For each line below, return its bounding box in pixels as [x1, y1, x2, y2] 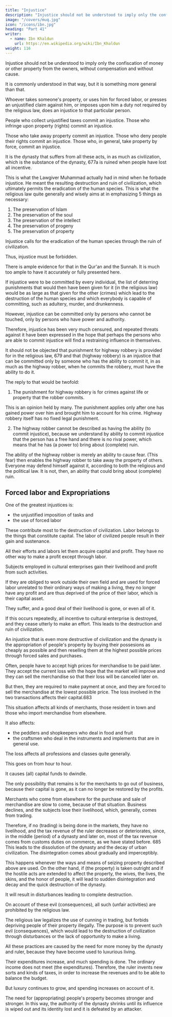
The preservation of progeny [12, 222, 74, 229]
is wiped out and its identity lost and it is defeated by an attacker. [5, 1006, 142, 1012]
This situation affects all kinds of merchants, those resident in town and [5, 704, 156, 710]
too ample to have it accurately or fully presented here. [5, 269, 121, 275]
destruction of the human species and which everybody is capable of [5, 295, 152, 301]
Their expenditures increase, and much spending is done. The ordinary [5, 959, 155, 965]
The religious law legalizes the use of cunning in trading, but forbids [5, 917, 149, 923]
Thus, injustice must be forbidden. [5, 253, 78, 260]
